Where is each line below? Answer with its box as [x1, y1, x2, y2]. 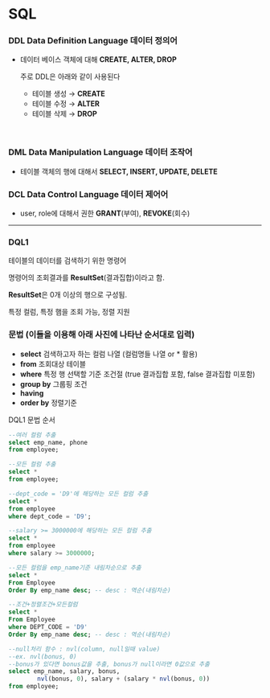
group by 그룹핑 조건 [19, 379, 88, 388]
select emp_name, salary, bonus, [8, 667, 121, 675]
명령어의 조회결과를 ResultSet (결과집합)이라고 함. [8, 273, 165, 282]
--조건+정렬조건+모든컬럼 [8, 601, 79, 609]
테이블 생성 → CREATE [31, 89, 106, 99]
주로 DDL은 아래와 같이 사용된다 [19, 72, 121, 81]
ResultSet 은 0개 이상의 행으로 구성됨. [8, 290, 127, 300]
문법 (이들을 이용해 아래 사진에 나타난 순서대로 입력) [8, 329, 195, 340]
